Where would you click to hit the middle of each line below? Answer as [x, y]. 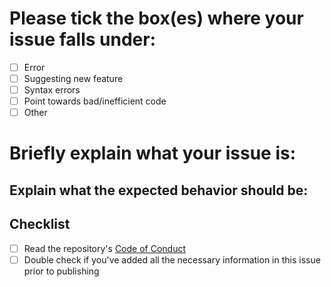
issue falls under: [82, 39]
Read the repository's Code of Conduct [105, 248]
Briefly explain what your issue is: [153, 153]
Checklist [40, 224]
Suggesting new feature [73, 78]
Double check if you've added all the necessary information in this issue [172, 259]
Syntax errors [52, 90]
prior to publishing [61, 271]
